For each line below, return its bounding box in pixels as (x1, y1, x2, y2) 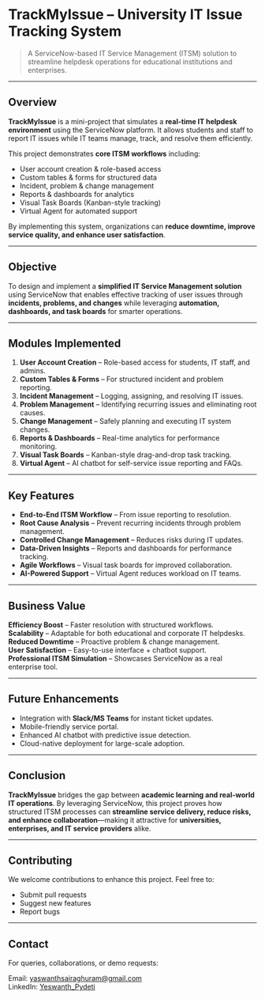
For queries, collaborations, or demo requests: (8, 959, 159, 968)
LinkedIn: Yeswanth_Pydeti (8, 982, 96, 992)
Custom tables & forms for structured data (19, 172, 158, 182)
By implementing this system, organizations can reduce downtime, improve (8, 221, 256, 231)
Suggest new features (19, 899, 92, 908)
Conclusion (8, 769, 66, 782)
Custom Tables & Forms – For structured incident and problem (19, 374, 224, 384)
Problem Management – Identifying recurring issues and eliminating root (19, 399, 257, 409)
